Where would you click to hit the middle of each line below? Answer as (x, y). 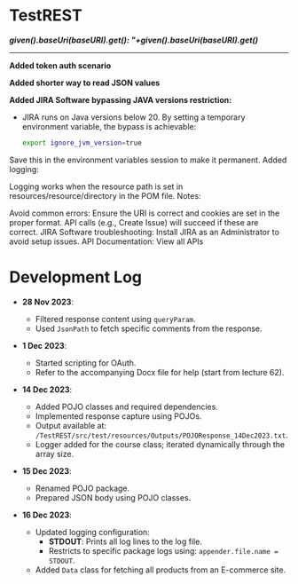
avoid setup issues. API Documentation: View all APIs (106, 241)
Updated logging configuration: (93, 532)
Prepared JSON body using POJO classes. (113, 497)
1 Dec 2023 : (44, 345)
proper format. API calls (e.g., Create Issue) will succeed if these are (134, 222)
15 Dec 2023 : (47, 470)
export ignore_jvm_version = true (82, 143)
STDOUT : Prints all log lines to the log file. (125, 541)
